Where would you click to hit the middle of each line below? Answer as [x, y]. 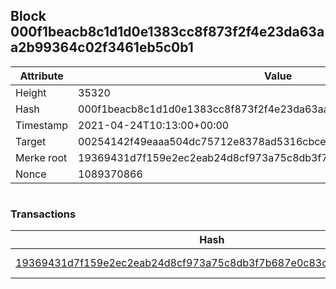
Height [31, 92]
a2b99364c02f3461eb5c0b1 [102, 47]
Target [31, 141]
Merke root [41, 157]
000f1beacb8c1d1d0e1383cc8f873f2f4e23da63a [167, 32]
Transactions [43, 214]
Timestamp [42, 125]
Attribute [41, 76]
